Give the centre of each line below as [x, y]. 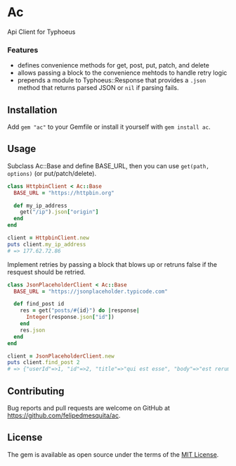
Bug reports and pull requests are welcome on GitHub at [89, 408]
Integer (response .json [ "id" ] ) [70, 317]
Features [23, 50]
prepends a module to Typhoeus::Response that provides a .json [112, 80]
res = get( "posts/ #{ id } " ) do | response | [80, 310]
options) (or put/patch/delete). [52, 173]
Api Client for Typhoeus [41, 32]
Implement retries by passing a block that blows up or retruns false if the [112, 264]
